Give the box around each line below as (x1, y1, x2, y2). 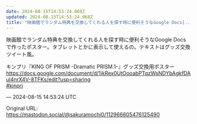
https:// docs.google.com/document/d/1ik (6, 70, 106, 77)
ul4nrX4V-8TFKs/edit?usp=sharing (6, 76, 91, 83)
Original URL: (6, 105, 38, 112)
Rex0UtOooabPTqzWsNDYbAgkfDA (104, 70, 191, 77)
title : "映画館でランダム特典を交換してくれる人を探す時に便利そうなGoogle (6, 19, 169, 25)
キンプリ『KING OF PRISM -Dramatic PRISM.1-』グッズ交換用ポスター (6, 63, 175, 70)
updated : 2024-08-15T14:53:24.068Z (6, 14, 93, 20)
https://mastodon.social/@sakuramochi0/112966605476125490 (6, 111, 160, 118)
